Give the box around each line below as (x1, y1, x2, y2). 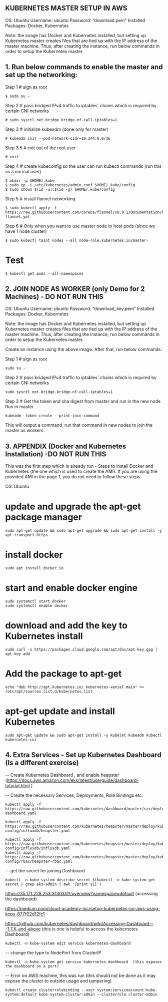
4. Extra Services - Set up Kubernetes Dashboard (5, 751, 161, 759)
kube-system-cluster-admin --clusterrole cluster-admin (38, 991, 157, 997)
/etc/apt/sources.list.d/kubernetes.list (5, 689, 93, 694)
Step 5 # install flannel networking (5, 195, 76, 202)
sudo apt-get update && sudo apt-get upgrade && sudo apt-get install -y (5, 528, 162, 533)
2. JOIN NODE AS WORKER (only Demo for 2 (5, 284, 145, 293)
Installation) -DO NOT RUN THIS (5, 450, 106, 458)
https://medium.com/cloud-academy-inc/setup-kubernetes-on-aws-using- (5, 905, 160, 911)
